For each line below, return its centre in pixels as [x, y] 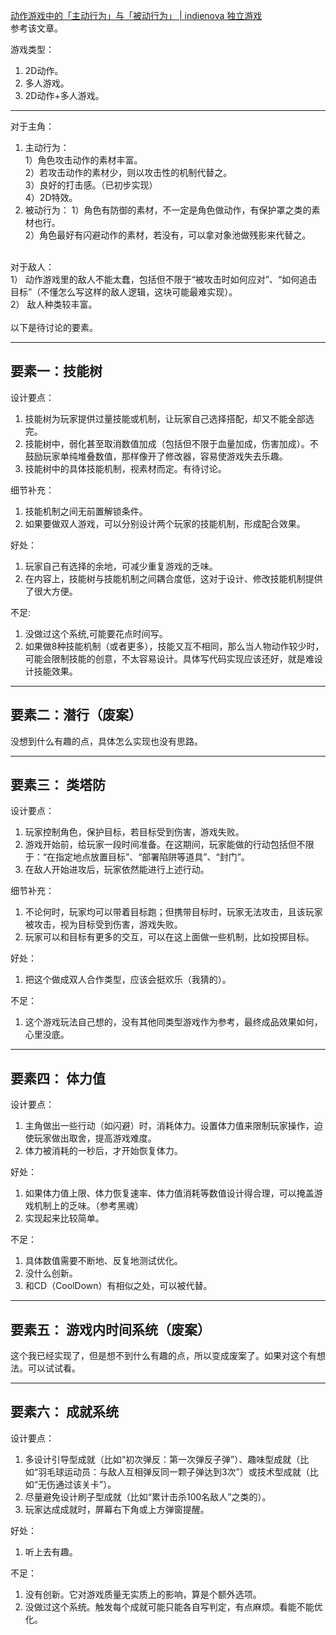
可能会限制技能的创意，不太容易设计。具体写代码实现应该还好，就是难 [169, 658]
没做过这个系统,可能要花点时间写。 [96, 633]
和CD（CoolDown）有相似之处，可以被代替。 [118, 1286]
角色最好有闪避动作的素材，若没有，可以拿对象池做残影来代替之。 [175, 235]
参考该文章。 [36, 28]
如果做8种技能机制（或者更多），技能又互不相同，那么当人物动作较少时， [174, 646]
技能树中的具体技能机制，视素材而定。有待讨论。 [125, 468]
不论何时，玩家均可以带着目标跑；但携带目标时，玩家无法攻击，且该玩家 [173, 912]
